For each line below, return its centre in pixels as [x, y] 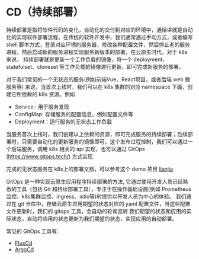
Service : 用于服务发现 [42, 107]
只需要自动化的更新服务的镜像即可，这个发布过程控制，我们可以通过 [105, 141]
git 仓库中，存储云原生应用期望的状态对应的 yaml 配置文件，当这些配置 [104, 204]
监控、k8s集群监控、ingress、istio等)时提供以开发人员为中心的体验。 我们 [96, 196]
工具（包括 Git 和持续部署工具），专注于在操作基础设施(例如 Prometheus [104, 189]
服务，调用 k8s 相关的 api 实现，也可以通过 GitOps [83, 149]
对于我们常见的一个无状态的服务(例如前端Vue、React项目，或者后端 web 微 [98, 79]
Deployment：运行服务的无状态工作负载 [63, 121]
